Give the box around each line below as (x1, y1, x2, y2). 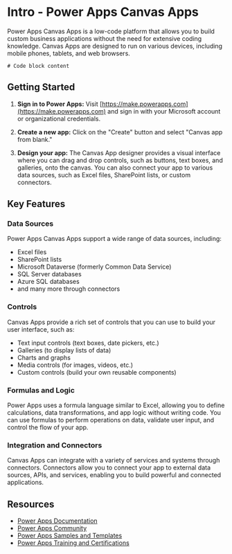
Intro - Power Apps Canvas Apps (7, 4, 199, 20)
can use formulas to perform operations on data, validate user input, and (7, 416, 215, 425)
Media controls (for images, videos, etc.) (17, 361, 134, 369)
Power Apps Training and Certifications (17, 539, 130, 547)
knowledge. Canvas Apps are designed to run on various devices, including (7, 42, 223, 50)
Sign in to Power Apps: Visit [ (17, 100, 102, 108)
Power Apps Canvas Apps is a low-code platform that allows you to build (7, 27, 215, 35)
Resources (7, 498, 55, 510)
